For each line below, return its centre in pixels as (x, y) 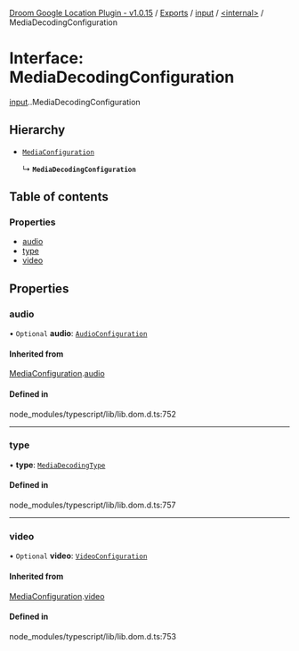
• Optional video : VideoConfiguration (78, 556)
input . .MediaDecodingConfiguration (75, 102)
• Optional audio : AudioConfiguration (78, 334)
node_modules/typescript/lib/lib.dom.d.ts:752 (93, 414)
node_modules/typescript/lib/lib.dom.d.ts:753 (93, 636)
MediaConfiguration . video (57, 596)
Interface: (47, 58)
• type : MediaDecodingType (57, 465)
